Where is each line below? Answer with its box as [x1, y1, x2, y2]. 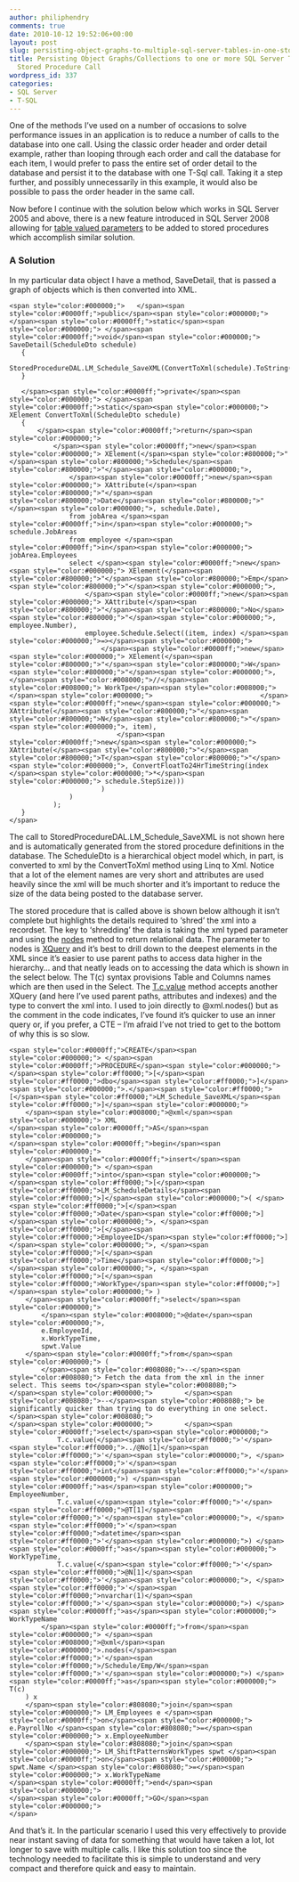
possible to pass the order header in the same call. [9, 186, 195, 197]
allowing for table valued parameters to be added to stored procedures [9, 223, 270, 233]
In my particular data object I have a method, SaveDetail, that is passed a [9, 274, 277, 285]
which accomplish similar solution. [9, 232, 135, 243]
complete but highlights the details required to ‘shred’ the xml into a [9, 915, 256, 925]
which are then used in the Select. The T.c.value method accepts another [9, 981, 279, 991]
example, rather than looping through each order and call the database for [9, 149, 281, 159]
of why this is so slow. [9, 1028, 91, 1039]
